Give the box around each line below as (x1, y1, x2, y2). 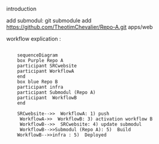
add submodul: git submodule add (6, 17, 92, 24)
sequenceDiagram (17, 52, 59, 58)
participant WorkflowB (17, 95, 77, 101)
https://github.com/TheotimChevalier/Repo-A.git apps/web (6, 24, 153, 30)
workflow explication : (6, 35, 62, 42)
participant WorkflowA (17, 68, 74, 74)
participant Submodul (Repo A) (17, 89, 96, 95)
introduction (6, 5, 37, 12)
